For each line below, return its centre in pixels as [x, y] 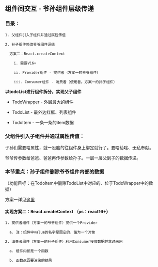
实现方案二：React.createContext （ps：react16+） [58, 211]
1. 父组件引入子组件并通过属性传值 [35, 35]
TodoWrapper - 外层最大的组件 [43, 102]
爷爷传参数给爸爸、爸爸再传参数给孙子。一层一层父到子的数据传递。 [73, 158]
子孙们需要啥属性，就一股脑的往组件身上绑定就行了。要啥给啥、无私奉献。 [79, 147]
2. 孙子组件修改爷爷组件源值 [30, 44]
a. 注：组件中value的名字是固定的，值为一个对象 [52, 232]
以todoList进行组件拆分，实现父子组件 [43, 92]
